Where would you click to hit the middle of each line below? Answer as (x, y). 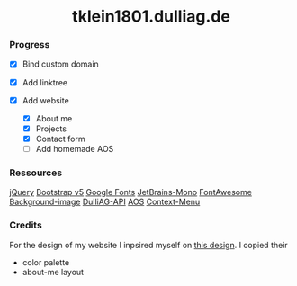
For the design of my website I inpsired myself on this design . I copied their (148, 245)
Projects (51, 129)
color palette (46, 262)
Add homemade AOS (75, 148)
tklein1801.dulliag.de (151, 17)
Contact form (60, 139)
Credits (26, 225)
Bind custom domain (60, 64)
